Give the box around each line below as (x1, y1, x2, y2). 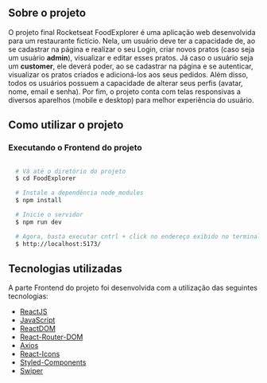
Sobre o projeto (8, 6, 86, 20)
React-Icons (19, 350, 60, 359)
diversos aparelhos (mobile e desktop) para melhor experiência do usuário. (8, 95, 254, 104)
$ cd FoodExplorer (15, 174, 77, 182)
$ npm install (15, 197, 62, 205)
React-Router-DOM (19, 332, 83, 342)
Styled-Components (19, 358, 87, 367)
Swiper (19, 366, 44, 376)
